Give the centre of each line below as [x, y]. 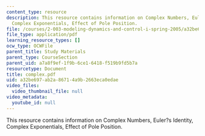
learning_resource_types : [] [43, 40]
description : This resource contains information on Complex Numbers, [98, 18]
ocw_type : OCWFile [30, 46]
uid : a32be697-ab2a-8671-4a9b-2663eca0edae [63, 80]
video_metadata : [27, 97]
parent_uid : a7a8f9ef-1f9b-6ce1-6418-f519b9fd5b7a [72, 63]
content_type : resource [37, 12]
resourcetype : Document [37, 69]
